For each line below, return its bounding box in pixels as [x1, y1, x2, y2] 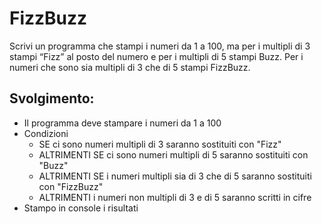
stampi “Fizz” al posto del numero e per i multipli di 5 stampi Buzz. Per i [9, 50, 304, 62]
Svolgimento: [9, 90, 95, 107]
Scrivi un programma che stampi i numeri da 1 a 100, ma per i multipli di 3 [9, 40, 311, 52]
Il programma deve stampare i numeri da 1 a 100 [23, 117, 222, 129]
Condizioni [23, 127, 69, 139]
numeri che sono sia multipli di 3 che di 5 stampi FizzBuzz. [9, 61, 251, 73]
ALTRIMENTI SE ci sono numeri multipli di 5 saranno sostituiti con [38, 148, 309, 161]
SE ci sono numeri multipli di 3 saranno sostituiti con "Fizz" [38, 138, 282, 150]
